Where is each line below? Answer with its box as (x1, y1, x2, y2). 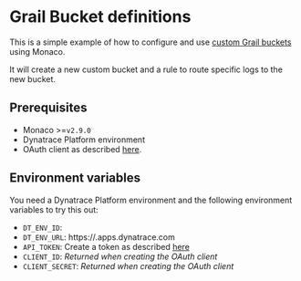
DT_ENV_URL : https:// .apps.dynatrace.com (22, 231, 176, 243)
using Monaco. (9, 46, 66, 57)
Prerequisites (9, 100, 88, 116)
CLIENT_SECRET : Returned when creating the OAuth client (22, 260, 234, 271)
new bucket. (9, 73, 57, 84)
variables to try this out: (9, 203, 99, 215)
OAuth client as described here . (22, 143, 142, 154)
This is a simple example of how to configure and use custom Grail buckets (9, 36, 292, 47)
